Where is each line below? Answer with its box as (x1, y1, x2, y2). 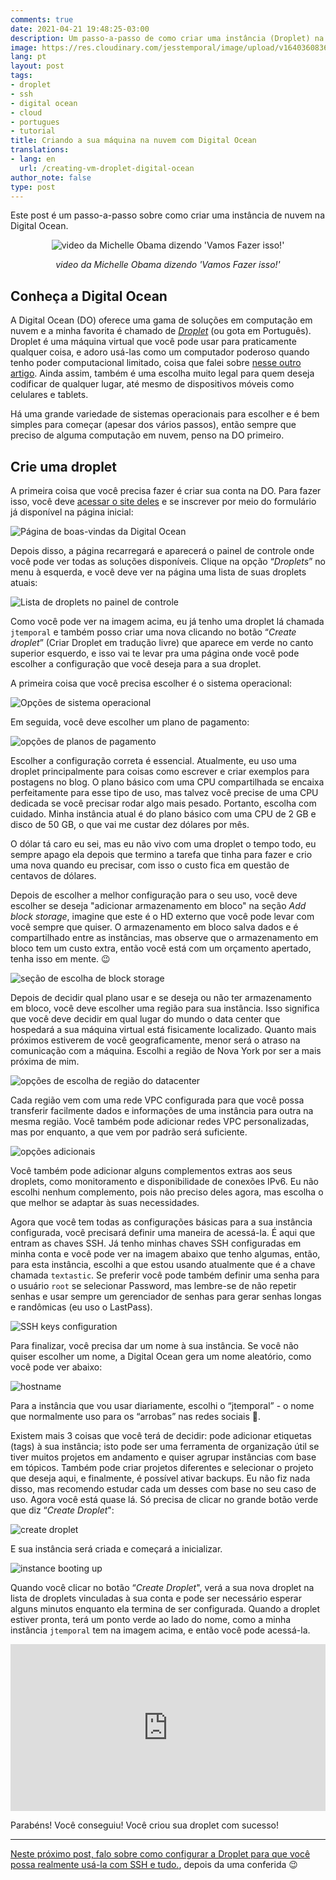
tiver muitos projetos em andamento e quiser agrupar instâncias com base (10, 1451, 317, 1463)
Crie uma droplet (10, 458, 118, 475)
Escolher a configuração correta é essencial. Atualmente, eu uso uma (10, 755, 297, 766)
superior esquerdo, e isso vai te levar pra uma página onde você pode (10, 647, 300, 659)
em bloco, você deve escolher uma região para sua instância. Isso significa (10, 1002, 320, 1014)
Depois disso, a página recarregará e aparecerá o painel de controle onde (10, 545, 315, 556)
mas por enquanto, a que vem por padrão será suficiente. (10, 1126, 248, 1138)
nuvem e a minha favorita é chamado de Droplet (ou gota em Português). (10, 325, 312, 337)
